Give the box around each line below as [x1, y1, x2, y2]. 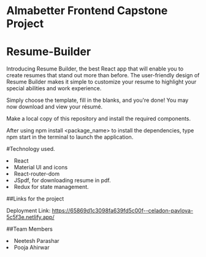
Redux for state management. [14, 183, 89, 191]
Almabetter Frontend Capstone [6, 4, 168, 18]
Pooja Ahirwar [14, 244, 50, 251]
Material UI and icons [14, 164, 68, 171]
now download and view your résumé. [6, 103, 103, 110]
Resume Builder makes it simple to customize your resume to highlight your [6, 78, 197, 86]
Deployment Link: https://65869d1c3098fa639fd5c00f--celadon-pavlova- [6, 207, 194, 215]
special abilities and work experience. [6, 85, 102, 92]
